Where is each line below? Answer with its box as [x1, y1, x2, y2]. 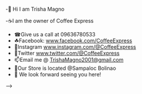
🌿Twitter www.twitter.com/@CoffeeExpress [14, 50, 120, 56]
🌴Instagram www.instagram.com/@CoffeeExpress [14, 43, 136, 50]
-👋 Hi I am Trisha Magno [5, 6, 65, 12]
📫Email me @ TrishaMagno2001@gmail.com [14, 56, 124, 63]
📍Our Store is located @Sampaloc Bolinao [14, 65, 116, 72]
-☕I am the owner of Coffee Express [5, 18, 94, 24]
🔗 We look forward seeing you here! [14, 71, 101, 78]
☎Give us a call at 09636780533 [14, 31, 95, 38]
